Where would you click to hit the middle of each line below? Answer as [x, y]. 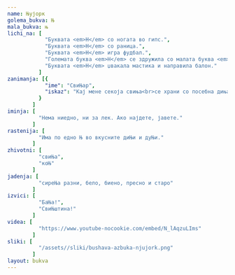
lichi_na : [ [24, 33]
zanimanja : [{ [28, 79]
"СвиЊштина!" [57, 209]
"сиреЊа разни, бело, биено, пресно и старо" [106, 183]
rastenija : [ [26, 131]
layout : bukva [28, 261]
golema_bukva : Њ [31, 20]
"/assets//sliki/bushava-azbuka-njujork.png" [106, 248]
